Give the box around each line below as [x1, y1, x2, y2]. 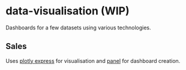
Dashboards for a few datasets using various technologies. [5, 24, 151, 31]
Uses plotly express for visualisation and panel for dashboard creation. [5, 57, 181, 64]
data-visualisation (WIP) [5, 4, 130, 18]
